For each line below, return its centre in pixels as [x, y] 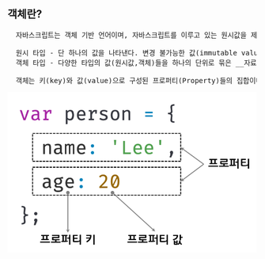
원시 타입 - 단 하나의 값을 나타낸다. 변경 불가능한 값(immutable [127, 53]
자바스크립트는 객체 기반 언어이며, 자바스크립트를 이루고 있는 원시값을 [131, 35]
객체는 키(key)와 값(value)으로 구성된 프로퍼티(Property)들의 [124, 80]
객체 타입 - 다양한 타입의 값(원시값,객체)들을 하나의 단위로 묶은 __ [130, 63]
